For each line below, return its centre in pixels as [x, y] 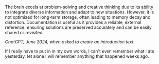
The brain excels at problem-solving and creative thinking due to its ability [79, 7]
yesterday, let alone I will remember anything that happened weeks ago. [77, 56]
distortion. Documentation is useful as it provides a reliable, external [73, 22]
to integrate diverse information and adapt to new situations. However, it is [79, 12]
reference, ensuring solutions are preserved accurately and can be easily [78, 27]
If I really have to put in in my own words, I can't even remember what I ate [80, 51]
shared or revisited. [25, 32]
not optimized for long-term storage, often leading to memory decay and [78, 17]
